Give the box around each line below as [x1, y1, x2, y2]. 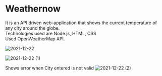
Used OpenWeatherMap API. [5, 36, 65, 42]
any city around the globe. [5, 25, 60, 31]
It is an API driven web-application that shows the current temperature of [5, 20, 157, 26]
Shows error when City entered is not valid [5, 65, 94, 71]
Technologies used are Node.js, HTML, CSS [5, 30, 97, 36]
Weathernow [5, 3, 61, 15]
